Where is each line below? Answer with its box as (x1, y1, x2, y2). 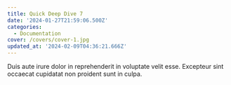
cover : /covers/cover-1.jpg (7, 37, 90, 44)
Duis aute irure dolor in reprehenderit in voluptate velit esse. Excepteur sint (7, 63, 224, 70)
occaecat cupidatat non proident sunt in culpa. (7, 70, 143, 78)
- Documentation (13, 30, 61, 37)
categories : (7, 23, 42, 30)
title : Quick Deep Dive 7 (7, 10, 83, 18)
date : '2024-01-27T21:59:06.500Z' (7, 17, 109, 24)
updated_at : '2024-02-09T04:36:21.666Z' (7, 43, 128, 50)
